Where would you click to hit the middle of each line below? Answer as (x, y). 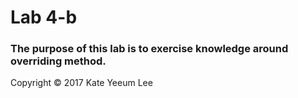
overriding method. (58, 61)
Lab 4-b (44, 17)
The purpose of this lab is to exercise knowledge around (149, 49)
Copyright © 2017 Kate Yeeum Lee (81, 83)
